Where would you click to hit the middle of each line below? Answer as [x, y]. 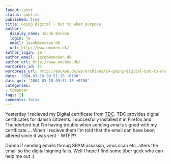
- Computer [17, 90]
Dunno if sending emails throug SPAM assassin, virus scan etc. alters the [82, 146]
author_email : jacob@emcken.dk [38, 57]
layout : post [19, 10]
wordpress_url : [21, 72]
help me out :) [20, 156]
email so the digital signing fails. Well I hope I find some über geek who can [84, 151]
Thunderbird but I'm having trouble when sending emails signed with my [81, 125]
